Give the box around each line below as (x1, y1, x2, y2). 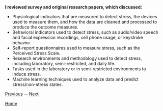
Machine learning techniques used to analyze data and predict (12, 76, 139, 82)
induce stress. (12, 71, 41, 77)
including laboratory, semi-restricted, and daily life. (12, 61, 116, 66)
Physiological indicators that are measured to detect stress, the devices (12, 14, 157, 19)
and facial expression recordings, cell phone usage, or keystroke (12, 34, 143, 40)
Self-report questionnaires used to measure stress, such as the (12, 45, 140, 51)
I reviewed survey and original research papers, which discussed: (5, 4, 142, 10)
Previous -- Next (5, 91, 39, 97)
